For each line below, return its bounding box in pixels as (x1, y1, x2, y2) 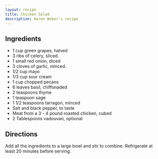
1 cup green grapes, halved (12, 48, 68, 54)
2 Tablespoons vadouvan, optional (12, 116, 83, 122)
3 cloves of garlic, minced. (12, 64, 67, 69)
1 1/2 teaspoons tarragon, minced (12, 100, 80, 106)
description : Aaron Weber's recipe (5, 16, 79, 21)
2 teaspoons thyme (12, 90, 52, 95)
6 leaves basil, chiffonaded (12, 84, 68, 90)
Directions (5, 130, 38, 138)
